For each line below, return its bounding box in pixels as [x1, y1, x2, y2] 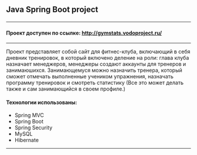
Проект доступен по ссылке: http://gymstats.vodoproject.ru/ [6, 29, 162, 37]
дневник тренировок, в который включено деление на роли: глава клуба [6, 54, 189, 61]
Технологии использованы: [6, 99, 77, 106]
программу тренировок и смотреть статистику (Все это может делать [6, 79, 184, 86]
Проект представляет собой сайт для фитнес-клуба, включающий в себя [6, 48, 191, 55]
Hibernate [14, 137, 39, 144]
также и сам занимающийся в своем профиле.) [6, 85, 126, 92]
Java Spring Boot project [6, 5, 98, 15]
